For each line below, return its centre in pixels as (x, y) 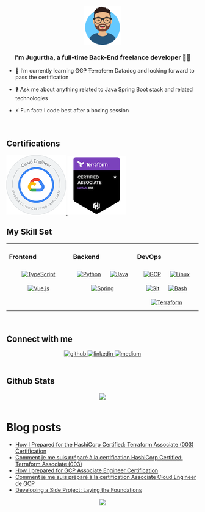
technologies (31, 98)
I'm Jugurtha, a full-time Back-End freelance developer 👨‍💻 (103, 57)
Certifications (33, 144)
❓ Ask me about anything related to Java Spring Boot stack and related (104, 90)
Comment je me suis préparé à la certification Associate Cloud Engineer (106, 477)
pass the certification (42, 77)
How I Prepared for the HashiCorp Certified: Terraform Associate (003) (104, 444)
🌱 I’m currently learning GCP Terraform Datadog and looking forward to (105, 71)
